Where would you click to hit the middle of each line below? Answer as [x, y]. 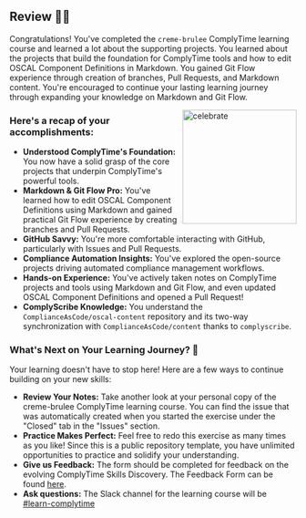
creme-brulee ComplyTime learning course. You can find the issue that [156, 407]
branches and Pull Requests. [76, 230]
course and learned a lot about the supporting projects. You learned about [149, 48]
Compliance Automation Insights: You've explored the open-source [151, 259]
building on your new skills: [61, 379]
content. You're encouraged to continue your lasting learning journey [139, 87]
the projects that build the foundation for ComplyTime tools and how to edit [150, 58]
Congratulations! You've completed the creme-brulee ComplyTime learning [149, 38]
